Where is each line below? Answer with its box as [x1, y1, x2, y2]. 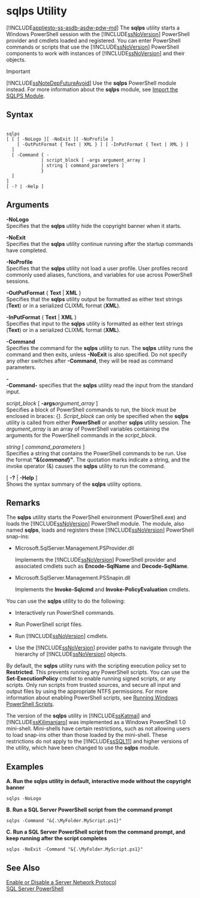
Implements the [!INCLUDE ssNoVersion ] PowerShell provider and [14, 556, 177, 564]
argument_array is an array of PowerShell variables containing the [6, 425, 169, 432]
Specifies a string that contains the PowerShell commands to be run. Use [6, 449, 187, 457]
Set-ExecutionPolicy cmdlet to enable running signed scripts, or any [6, 675, 176, 682]
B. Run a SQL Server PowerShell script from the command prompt [6, 806, 172, 813]
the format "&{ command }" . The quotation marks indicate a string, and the [6, 456, 190, 463]
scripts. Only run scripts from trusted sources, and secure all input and [6, 681, 181, 689]
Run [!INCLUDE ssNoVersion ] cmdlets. [14, 633, 108, 640]
